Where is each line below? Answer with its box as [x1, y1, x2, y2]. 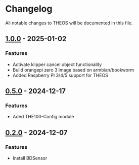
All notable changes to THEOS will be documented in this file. [5, 20, 133, 26]
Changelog [5, 3, 53, 15]
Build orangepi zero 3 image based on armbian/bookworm [12, 67, 134, 73]
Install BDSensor [12, 155, 48, 161]
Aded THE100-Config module [12, 114, 74, 120]
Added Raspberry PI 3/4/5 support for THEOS [12, 72, 109, 78]
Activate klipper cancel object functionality [12, 61, 102, 68]
